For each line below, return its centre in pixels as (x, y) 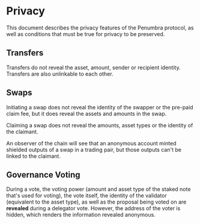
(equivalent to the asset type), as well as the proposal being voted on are (96, 202)
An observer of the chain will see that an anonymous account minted (91, 143)
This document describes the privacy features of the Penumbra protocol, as (100, 28)
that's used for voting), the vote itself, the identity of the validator (86, 196)
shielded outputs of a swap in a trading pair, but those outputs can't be (94, 150)
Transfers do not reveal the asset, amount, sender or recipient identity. (93, 67)
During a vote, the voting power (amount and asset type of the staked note (98, 189)
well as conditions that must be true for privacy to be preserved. (86, 34)
